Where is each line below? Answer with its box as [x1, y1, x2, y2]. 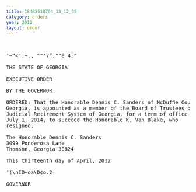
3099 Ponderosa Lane [6, 140, 65, 146]
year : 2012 [6, 19, 33, 25]
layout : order [6, 25, 41, 31]
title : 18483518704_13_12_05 [6, 8, 77, 15]
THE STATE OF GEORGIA [6, 64, 68, 71]
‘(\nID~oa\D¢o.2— [6, 169, 55, 176]
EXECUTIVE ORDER [6, 76, 52, 82]
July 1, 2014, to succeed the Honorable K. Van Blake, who [6, 117, 179, 123]
